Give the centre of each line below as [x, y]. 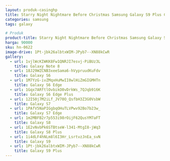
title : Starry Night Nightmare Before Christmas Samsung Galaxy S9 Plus [83, 15]
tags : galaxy [19, 24]
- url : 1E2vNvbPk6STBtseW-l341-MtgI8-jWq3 [55, 127]
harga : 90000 [19, 43]
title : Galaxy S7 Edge [38, 113]
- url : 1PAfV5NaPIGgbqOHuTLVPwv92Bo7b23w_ [55, 109]
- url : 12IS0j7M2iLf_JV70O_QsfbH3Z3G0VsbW [55, 99]
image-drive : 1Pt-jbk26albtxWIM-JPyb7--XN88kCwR [57, 52]
